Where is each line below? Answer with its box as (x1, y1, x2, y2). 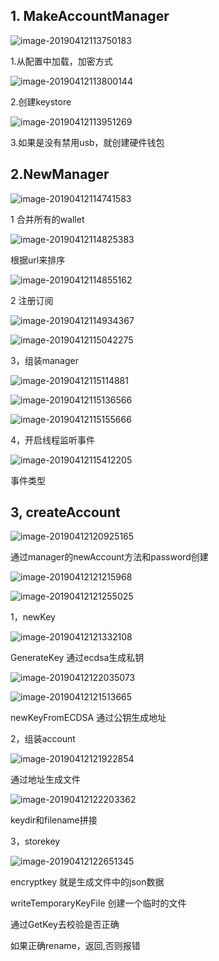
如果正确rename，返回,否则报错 (10, 940, 141, 952)
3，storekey (10, 835, 61, 848)
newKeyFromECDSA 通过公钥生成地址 (10, 712, 167, 724)
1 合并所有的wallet (10, 213, 85, 225)
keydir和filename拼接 (10, 814, 98, 826)
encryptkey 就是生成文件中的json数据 (10, 876, 165, 888)
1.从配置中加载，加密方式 (10, 55, 113, 67)
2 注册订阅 (10, 294, 54, 306)
